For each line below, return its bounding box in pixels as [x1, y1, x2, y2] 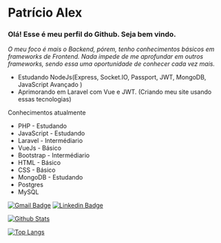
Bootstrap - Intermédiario [17, 151, 90, 159]
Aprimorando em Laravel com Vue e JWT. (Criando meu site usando [17, 88, 212, 96]
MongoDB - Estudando [17, 173, 83, 182]
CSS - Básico [17, 166, 56, 174]
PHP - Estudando [17, 122, 67, 130]
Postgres [17, 181, 44, 189]
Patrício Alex [8, 5, 83, 21]
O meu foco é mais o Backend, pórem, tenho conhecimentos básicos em [8, 45, 215, 53]
